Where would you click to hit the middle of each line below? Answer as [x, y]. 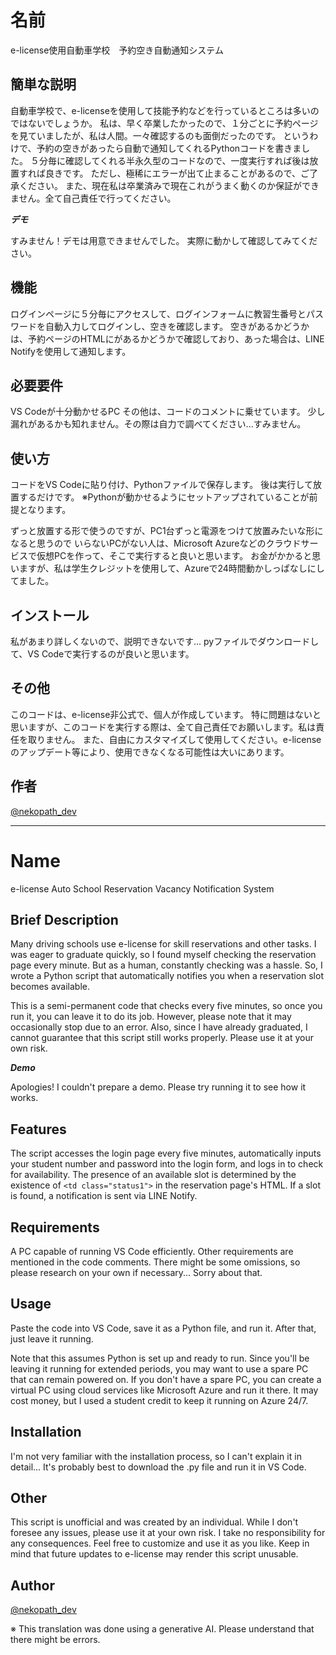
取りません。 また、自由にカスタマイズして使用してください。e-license [174, 739]
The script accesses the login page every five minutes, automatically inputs [166, 1153]
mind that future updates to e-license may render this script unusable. [154, 1554]
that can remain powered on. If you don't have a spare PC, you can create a [166, 1379]
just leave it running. [52, 1338]
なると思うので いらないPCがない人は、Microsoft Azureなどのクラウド [156, 543]
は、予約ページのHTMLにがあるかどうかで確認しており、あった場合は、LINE [167, 338]
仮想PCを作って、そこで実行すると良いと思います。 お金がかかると [174, 556]
